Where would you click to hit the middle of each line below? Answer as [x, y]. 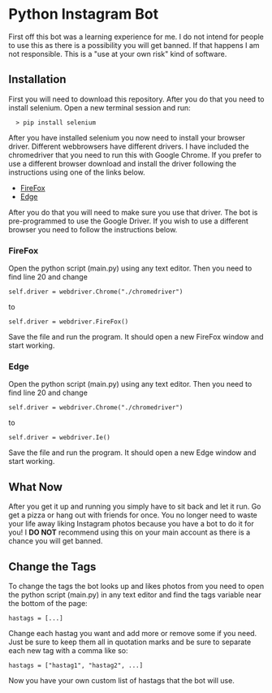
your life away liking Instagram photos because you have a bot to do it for [131, 524]
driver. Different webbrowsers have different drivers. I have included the [129, 146]
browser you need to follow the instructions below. [93, 229]
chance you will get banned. [56, 541]
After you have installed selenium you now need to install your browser [127, 137]
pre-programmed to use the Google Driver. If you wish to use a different [129, 221]
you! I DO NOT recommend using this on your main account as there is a [129, 532]
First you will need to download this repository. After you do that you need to [136, 99]
